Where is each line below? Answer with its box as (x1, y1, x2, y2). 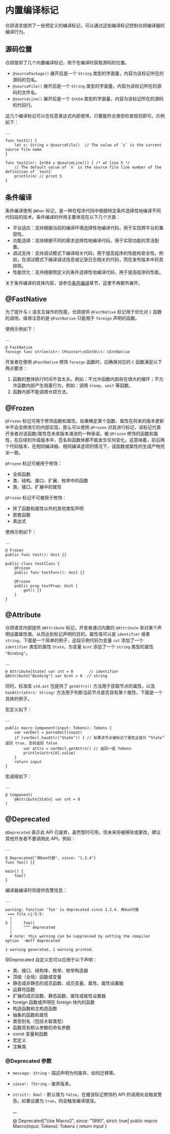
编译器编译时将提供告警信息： (5, 887, 67, 893)
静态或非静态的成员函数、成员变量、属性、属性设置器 (12, 980, 124, 986)
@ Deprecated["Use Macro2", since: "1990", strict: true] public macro (12, 1118, 158, 1124)
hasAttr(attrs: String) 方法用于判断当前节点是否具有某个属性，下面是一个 (5, 690, 163, 695)
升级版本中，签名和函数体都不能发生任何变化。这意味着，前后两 (31, 437, 165, 443)
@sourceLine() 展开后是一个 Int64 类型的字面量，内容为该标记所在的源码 (12, 95, 164, 101)
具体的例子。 (5, 696, 32, 702)
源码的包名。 (12, 77, 39, 83)
